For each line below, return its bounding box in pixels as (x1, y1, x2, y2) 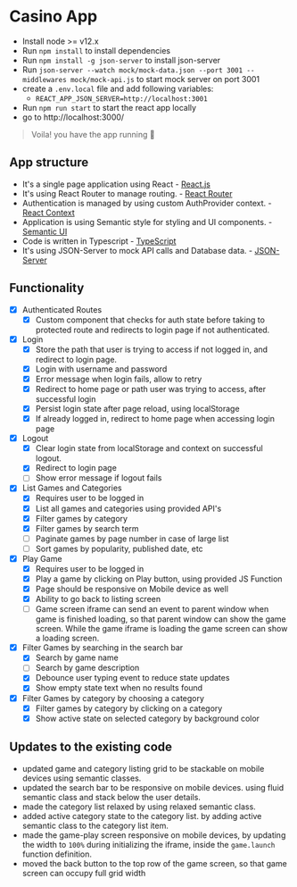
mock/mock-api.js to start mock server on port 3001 (70, 73, 260, 84)
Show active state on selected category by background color (35, 713, 260, 724)
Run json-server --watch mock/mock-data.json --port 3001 (21, 64, 243, 75)
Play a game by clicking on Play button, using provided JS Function (35, 573, 283, 584)
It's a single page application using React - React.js (21, 179, 211, 189)
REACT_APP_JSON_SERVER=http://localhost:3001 (35, 94, 208, 104)
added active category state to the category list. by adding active (21, 810, 262, 821)
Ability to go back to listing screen (35, 594, 161, 605)
